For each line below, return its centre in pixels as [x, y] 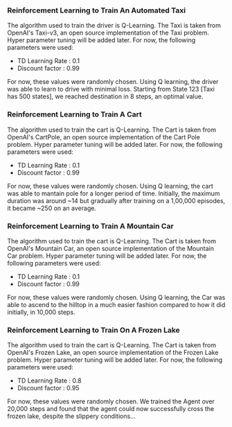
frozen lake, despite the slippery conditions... [72, 416]
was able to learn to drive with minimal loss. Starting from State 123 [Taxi [111, 89]
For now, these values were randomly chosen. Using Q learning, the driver [113, 82]
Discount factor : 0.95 [48, 388]
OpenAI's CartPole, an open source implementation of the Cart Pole [104, 137]
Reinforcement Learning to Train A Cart [74, 114]
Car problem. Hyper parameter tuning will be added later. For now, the [107, 256]
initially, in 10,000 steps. [41, 312]
